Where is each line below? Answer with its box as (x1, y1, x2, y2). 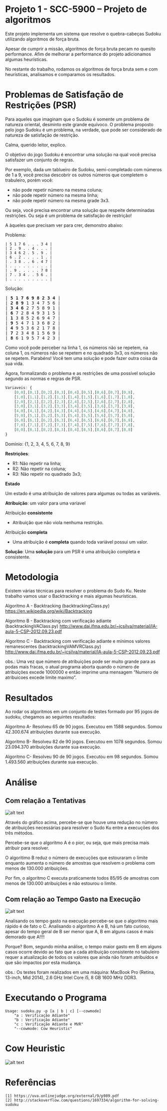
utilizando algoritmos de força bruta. (5, 36, 80, 42)
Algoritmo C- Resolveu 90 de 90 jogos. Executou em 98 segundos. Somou (5, 754, 159, 760)
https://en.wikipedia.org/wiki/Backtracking (5, 608, 92, 614)
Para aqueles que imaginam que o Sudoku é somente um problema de (5, 116, 150, 122)
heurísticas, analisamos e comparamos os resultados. (5, 71, 116, 77)
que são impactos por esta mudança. (5, 960, 82, 966)
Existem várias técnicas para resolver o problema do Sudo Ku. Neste (5, 588, 146, 594)
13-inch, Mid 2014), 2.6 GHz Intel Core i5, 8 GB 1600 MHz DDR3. (5, 975, 138, 981)
